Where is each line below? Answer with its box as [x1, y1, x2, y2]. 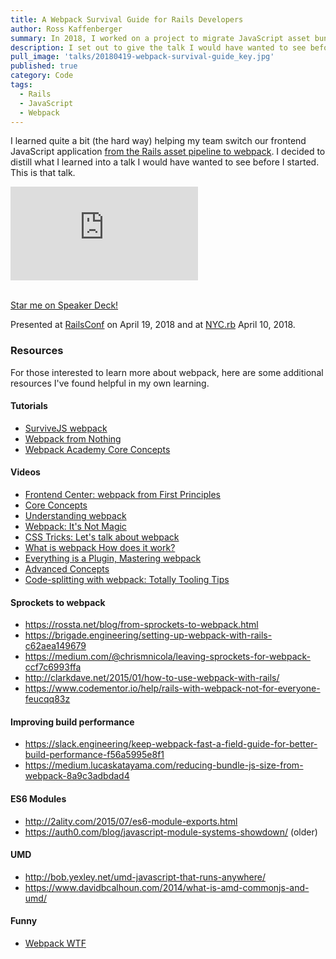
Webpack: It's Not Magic [24, 521, 127, 533]
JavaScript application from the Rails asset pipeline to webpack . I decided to [10, 146, 326, 158]
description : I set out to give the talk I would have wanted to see [10, 42, 307, 53]
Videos [10, 466, 41, 478]
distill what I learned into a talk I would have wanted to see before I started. [10, 156, 320, 168]
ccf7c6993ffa [24, 661, 82, 673]
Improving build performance [10, 716, 135, 728]
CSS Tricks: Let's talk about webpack [24, 531, 180, 543]
